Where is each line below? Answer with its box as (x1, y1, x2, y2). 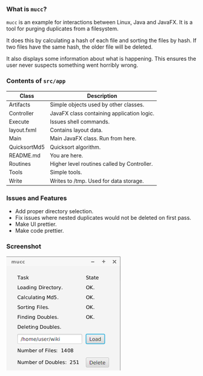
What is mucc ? (6, 5, 47, 13)
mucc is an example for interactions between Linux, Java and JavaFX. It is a (6, 19, 193, 26)
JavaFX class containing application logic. (50, 109, 155, 117)
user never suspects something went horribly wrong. (6, 61, 138, 69)
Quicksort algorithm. (50, 143, 101, 151)
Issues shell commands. (50, 118, 110, 125)
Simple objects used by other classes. (50, 101, 144, 108)
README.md (8, 151, 41, 159)
